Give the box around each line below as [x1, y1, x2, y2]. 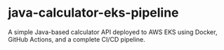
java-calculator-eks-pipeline [8, 5, 179, 21]
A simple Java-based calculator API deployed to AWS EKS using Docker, [8, 28, 218, 36]
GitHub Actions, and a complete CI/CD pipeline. [8, 35, 146, 43]
